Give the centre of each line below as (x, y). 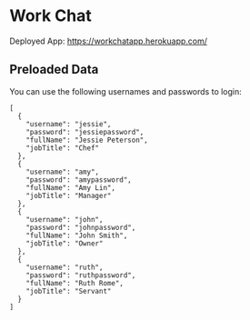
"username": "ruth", (65, 267)
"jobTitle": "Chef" (63, 148)
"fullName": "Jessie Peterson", (87, 140)
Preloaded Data (54, 70)
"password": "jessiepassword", (85, 132)
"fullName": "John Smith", (77, 235)
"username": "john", (65, 219)
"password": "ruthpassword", (81, 275)
